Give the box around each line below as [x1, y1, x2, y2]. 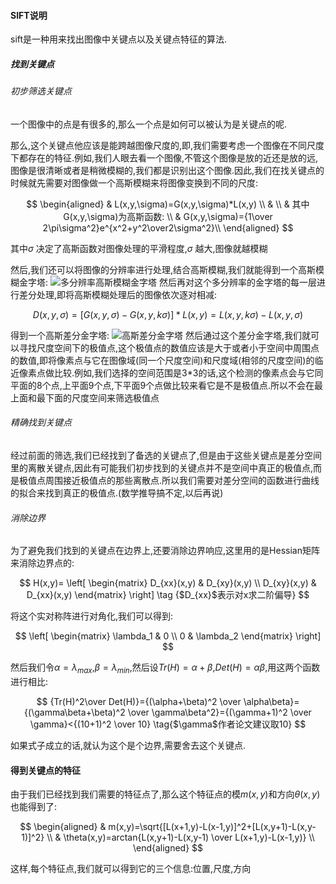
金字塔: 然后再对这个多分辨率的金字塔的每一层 [18, 276, 317, 288]
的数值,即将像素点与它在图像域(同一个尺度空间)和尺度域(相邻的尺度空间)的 [10, 354, 315, 366]
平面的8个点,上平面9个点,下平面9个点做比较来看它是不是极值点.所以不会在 [10, 379, 315, 391]
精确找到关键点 [10, 416, 72, 429]
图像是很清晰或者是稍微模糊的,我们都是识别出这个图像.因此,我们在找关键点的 [10, 164, 325, 176]
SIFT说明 [10, 9, 48, 21]
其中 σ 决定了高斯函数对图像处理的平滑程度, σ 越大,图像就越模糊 [10, 242, 268, 254]
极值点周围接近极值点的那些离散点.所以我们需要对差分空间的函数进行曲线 [18, 474, 320, 486]
